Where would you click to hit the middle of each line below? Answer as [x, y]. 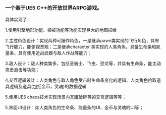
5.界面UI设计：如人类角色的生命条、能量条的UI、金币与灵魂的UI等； [74, 108]
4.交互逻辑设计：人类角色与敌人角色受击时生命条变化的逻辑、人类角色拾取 [81, 80]
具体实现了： [18, 20]
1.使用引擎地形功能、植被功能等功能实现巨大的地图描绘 [61, 30]
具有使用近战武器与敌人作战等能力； [55, 53]
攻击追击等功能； [23, 70]
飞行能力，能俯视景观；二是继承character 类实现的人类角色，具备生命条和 [81, 47]
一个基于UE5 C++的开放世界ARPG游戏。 [54, 7]
